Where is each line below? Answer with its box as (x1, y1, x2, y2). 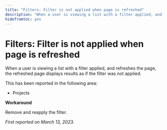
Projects (12, 90, 30, 96)
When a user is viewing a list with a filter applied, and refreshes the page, (5, 65, 156, 71)
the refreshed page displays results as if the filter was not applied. (5, 70, 141, 76)
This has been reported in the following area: (5, 80, 97, 86)
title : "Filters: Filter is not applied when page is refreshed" (5, 7, 144, 12)
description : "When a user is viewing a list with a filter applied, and (5, 12, 162, 17)
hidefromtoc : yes (5, 16, 41, 21)
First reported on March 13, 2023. (5, 119, 74, 125)
